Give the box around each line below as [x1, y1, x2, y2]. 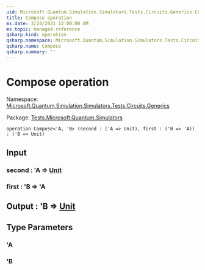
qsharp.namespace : [6, 37, 53, 43]
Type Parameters [6, 222, 73, 233]
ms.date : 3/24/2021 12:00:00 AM [6, 20, 88, 26]
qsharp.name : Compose [6, 43, 62, 50]
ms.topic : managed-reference [6, 26, 81, 32]
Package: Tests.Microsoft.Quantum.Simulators [6, 114, 123, 121]
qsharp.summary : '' [6, 49, 56, 55]
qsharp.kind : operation [6, 32, 67, 38]
